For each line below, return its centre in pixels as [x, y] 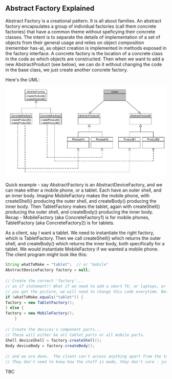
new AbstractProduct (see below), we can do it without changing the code [84, 64]
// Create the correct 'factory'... [44, 281]
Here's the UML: [23, 79]
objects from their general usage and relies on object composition [75, 43]
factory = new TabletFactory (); [40, 302]
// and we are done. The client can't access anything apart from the [83, 356]
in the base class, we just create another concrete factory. [67, 70]
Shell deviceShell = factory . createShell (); [53, 340]
